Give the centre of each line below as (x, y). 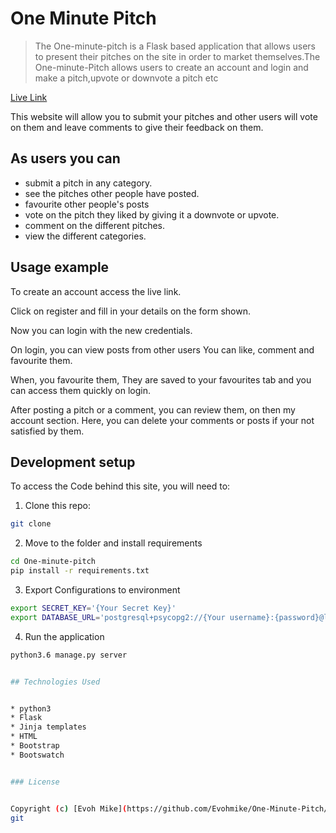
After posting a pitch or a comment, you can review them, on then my (153, 409)
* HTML (24, 737)
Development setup (73, 462)
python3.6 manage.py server (69, 655)
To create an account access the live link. (96, 291)
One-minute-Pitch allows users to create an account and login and (171, 67)
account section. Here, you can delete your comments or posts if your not (162, 420)
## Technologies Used (55, 682)
